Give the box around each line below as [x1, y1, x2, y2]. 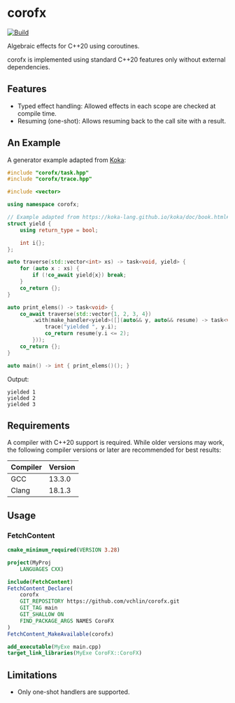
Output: [7, 375, 29, 383]
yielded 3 [7, 401, 36, 408]
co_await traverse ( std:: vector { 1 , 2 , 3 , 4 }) [20, 310, 152, 317]
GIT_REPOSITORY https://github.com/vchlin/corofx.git [20, 598, 180, 605]
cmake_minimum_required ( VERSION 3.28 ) [7, 547, 120, 554]
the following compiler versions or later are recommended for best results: [7, 446, 222, 454]
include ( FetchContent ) [7, 578, 73, 585]
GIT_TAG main [20, 605, 58, 612]
